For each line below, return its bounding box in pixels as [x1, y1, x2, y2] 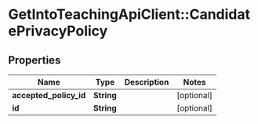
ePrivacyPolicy [8, 22, 108, 40]
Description [124, 77, 169, 87]
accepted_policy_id [12, 90, 86, 100]
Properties [8, 53, 61, 67]
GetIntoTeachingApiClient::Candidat [8, 5, 251, 24]
